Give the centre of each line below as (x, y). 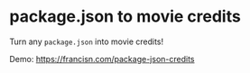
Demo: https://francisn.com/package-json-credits (102, 59)
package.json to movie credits (125, 17)
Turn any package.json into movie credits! (87, 41)
